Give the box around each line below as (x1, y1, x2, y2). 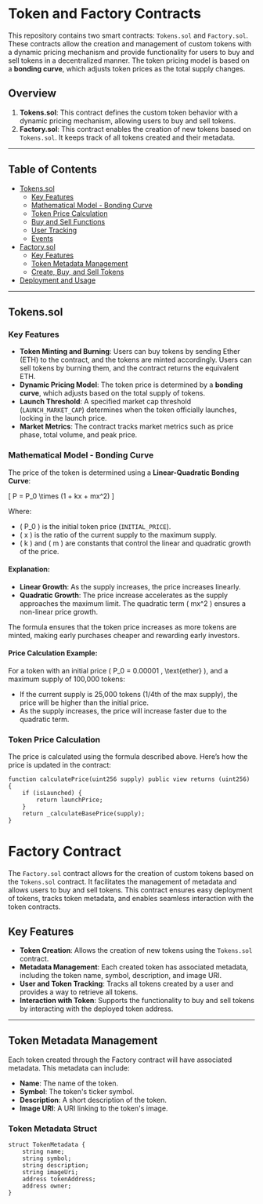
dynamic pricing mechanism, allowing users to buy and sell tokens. (19, 115, 236, 126)
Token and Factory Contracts (8, 5, 202, 23)
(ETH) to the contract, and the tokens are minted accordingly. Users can (19, 355, 252, 365)
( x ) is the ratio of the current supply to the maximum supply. (19, 530, 218, 539)
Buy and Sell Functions (31, 217, 106, 226)
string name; (22, 1147, 65, 1156)
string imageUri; (22, 1169, 79, 1177)
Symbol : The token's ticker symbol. (19, 1086, 135, 1096)
